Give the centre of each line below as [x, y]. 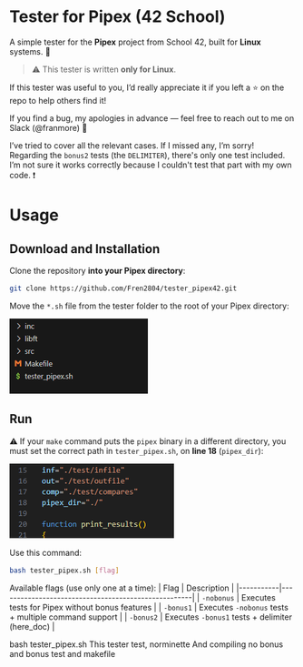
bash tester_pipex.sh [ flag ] [64, 571]
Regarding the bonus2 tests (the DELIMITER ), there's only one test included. [147, 155]
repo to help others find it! [58, 100]
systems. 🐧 [30, 51]
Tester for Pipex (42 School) [117, 17]
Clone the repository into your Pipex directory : [98, 270]
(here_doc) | [32, 626]
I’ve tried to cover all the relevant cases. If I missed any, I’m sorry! [132, 145]
